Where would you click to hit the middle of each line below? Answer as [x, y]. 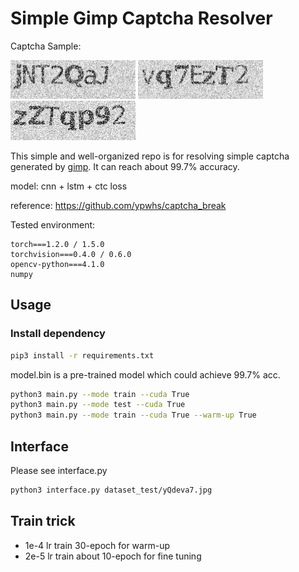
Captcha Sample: [46, 46]
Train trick [43, 521]
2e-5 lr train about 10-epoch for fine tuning [113, 556]
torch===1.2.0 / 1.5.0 [57, 244]
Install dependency [58, 334]
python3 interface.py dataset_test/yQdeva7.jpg [111, 490]
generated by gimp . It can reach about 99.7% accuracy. [125, 166]
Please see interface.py [59, 470]
